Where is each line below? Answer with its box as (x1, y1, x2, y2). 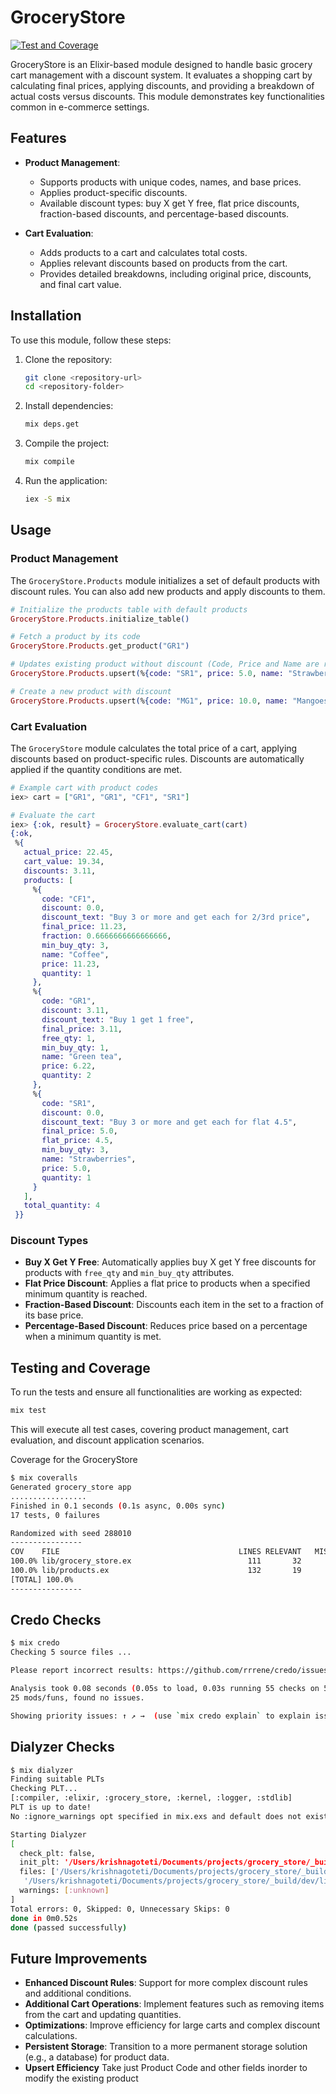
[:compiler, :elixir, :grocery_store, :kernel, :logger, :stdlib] (10, 1793, 293, 1803)
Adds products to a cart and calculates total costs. (39, 246, 248, 258)
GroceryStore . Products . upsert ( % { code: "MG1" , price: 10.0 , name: (10, 696, 288, 706)
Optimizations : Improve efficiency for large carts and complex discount (24, 2019, 321, 2031)
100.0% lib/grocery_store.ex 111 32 (10, 1556, 302, 1566)
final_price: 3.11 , (41, 1024, 123, 1034)
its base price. (24, 1309, 84, 1321)
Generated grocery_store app (10, 1482, 132, 1493)
